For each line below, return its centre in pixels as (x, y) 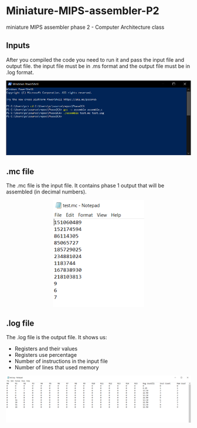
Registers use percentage (46, 355)
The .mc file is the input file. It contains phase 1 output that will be (85, 186)
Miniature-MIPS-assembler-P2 (83, 11)
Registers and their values (46, 349)
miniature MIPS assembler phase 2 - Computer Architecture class (85, 27)
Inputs (18, 46)
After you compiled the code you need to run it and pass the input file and (95, 59)
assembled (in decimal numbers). (46, 192)
